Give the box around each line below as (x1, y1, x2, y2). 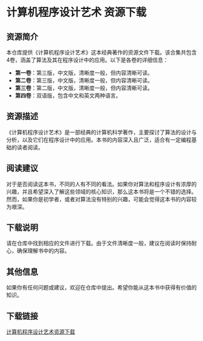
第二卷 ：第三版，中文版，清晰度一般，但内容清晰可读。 (14, 77, 153, 84)
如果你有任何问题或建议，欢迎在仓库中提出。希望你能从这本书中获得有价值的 (6, 284, 197, 291)
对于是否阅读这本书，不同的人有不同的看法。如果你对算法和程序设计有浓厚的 (6, 180, 197, 188)
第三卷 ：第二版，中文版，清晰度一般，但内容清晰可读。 (14, 84, 153, 91)
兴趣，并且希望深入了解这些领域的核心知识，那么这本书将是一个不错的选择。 (6, 188, 197, 195)
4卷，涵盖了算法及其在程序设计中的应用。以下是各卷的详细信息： (6, 56, 169, 64)
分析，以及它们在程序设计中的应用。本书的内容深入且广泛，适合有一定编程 (6, 136, 192, 143)
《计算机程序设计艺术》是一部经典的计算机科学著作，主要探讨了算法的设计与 (6, 128, 197, 136)
